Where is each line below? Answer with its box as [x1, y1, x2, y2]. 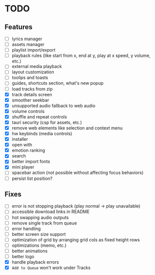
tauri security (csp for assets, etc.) [11, 119, 82, 125]
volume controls [11, 108, 45, 114]
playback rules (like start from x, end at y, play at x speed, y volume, [11, 53, 151, 58]
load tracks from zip [11, 86, 53, 92]
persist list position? [11, 175, 53, 181]
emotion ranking [11, 147, 45, 154]
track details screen [11, 91, 52, 97]
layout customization [11, 69, 55, 75]
